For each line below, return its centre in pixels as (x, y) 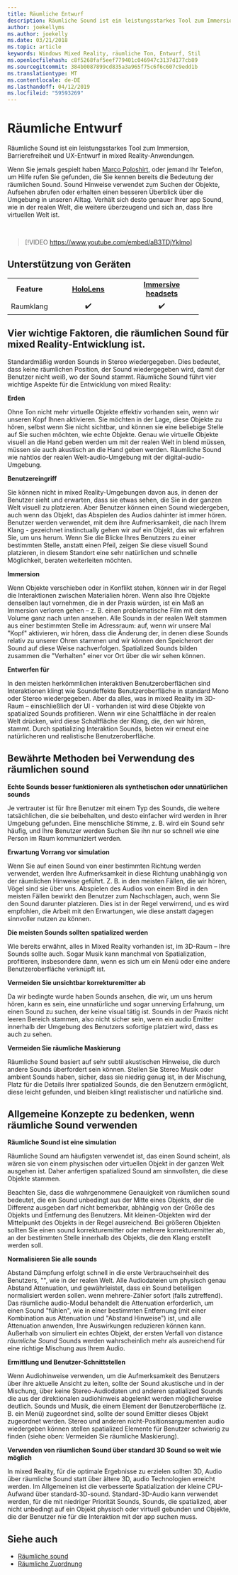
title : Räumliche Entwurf (45, 14)
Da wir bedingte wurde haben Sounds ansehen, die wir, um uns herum (110, 996)
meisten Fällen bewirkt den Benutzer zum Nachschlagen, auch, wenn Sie (114, 896)
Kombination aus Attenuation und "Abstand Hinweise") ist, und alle (104, 1318)
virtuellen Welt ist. (34, 215)
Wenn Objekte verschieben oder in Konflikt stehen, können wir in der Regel (117, 588)
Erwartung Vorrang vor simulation (58, 852)
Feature (30, 289)
